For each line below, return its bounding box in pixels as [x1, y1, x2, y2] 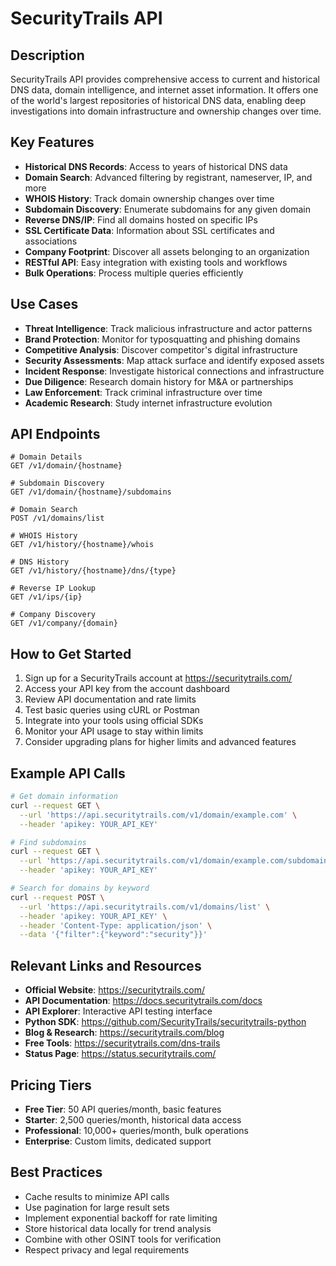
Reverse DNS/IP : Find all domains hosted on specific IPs [24, 213, 258, 226]
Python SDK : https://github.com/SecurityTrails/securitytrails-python [24, 1016, 307, 1028]
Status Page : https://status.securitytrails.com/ [24, 1048, 217, 1060]
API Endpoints [10, 426, 101, 443]
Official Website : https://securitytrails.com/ [24, 984, 205, 996]
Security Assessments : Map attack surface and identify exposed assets [24, 354, 325, 366]
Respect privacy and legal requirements [24, 1243, 190, 1256]
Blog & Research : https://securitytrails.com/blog [24, 1027, 225, 1039]
